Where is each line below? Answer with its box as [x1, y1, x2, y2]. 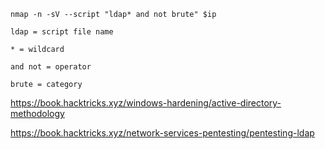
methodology [10, 108, 65, 119]
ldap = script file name [10, 27, 114, 37]
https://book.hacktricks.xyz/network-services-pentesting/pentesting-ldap [10, 127, 315, 139]
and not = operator [10, 62, 92, 72]
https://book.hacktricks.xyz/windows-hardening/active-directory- [10, 97, 282, 109]
